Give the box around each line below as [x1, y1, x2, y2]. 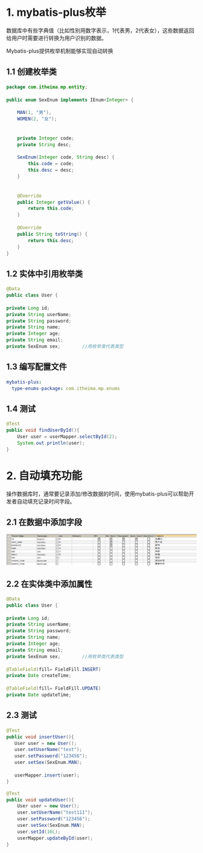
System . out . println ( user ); [17, 440, 85, 446]
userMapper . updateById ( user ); [17, 835, 94, 841]
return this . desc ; [28, 237, 74, 243]
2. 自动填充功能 [6, 468, 83, 482]
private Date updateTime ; [6, 692, 71, 698]
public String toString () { [17, 231, 88, 237]
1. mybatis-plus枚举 [6, 5, 107, 19]
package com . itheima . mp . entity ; [6, 84, 88, 90]
